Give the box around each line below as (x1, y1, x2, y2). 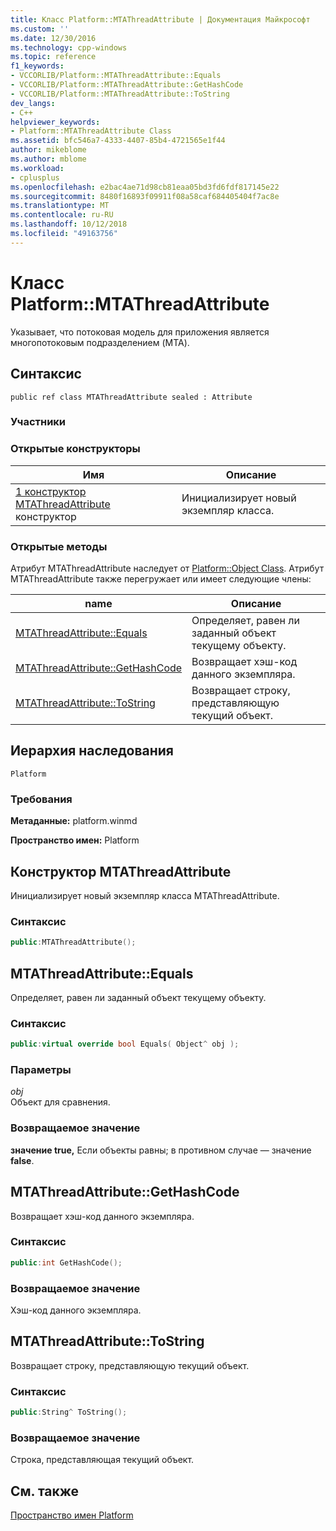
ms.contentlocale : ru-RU (10, 210, 114, 220)
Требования (10, 792, 73, 806)
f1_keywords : (10, 61, 65, 71)
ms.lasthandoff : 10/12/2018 (10, 219, 128, 230)
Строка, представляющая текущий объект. (10, 1454, 195, 1466)
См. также (10, 1482, 80, 1500)
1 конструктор (15, 484, 87, 498)
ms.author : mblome (10, 154, 87, 164)
